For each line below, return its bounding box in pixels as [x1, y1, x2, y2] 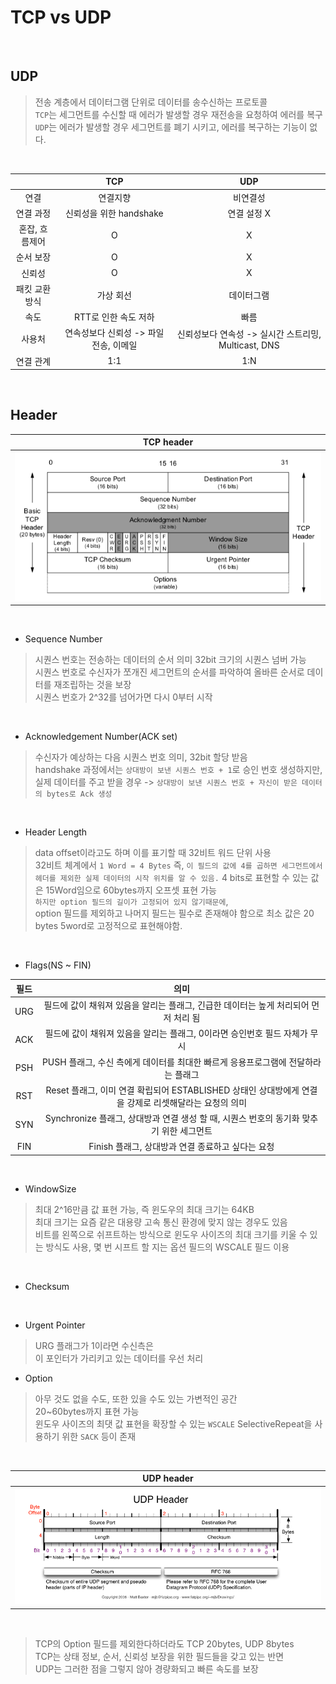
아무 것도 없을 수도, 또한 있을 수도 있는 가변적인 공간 [34, 1392, 238, 1405]
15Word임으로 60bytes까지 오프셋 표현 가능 [45, 884, 217, 896]
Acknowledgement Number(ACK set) [24, 731, 178, 743]
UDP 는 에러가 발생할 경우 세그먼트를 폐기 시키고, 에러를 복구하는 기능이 [34, 121, 308, 133]
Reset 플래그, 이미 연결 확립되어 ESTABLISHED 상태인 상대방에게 [45, 1084, 300, 1096]
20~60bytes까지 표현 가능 [34, 1405, 140, 1417]
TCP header [142, 436, 194, 448]
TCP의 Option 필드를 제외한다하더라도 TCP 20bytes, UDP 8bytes [34, 1637, 295, 1650]
